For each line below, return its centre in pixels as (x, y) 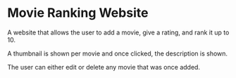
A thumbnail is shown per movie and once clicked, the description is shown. (117, 53)
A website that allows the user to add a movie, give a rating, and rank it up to (118, 32)
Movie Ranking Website (78, 13)
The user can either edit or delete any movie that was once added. (104, 67)
